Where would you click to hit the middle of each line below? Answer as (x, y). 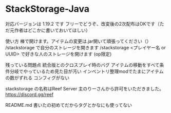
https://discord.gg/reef (30, 94)
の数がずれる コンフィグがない (37, 78)
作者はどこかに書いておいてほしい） (52, 30)
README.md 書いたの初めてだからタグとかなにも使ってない (69, 105)
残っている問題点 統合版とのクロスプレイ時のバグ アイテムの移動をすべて (83, 65)
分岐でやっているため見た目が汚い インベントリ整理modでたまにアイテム (87, 71)
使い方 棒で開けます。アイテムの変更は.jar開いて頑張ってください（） (78, 41)
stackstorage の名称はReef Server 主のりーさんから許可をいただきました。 (85, 88)
